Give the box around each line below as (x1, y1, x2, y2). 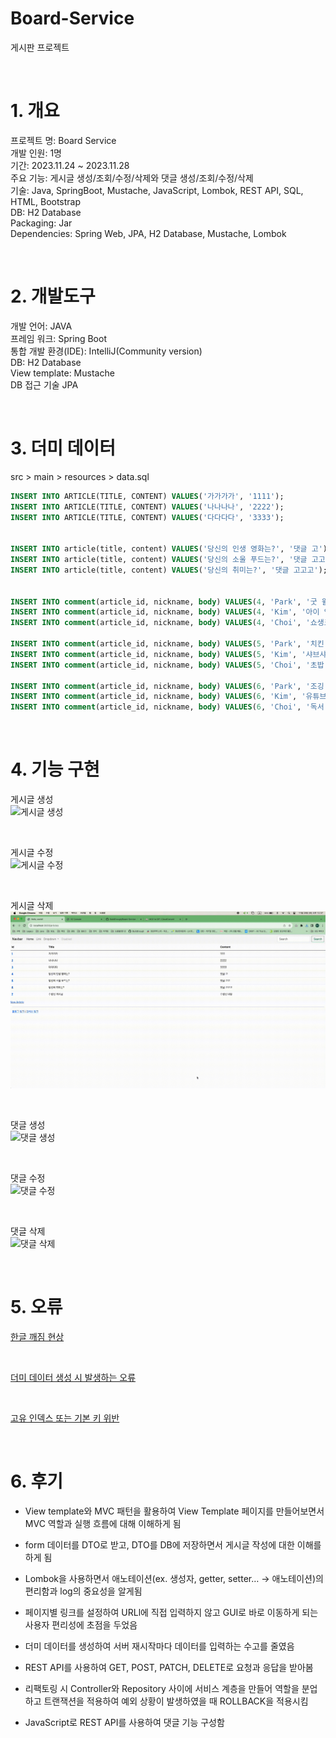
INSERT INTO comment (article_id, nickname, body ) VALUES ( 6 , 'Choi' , (10, 702, 302, 712)
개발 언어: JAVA (10, 320, 73, 332)
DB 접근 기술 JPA (10, 378, 79, 391)
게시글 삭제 (10, 900, 54, 912)
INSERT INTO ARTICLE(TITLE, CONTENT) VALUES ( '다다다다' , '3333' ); (10, 512, 285, 522)
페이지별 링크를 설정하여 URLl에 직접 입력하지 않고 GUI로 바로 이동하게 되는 (24, 1606, 319, 1618)
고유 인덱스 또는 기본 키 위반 (10, 1412, 120, 1424)
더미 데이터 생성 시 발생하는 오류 (10, 1372, 137, 1383)
